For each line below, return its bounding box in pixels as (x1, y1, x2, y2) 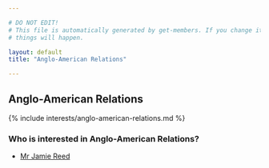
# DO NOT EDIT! (8, 18, 59, 26)
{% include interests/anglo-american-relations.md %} (8, 113, 186, 122)
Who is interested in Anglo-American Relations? (8, 133, 200, 144)
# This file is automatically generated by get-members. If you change (8, 26, 252, 34)
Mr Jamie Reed (19, 151, 70, 161)
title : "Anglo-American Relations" (8, 55, 127, 64)
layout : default (8, 48, 62, 56)
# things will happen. (8, 34, 84, 42)
